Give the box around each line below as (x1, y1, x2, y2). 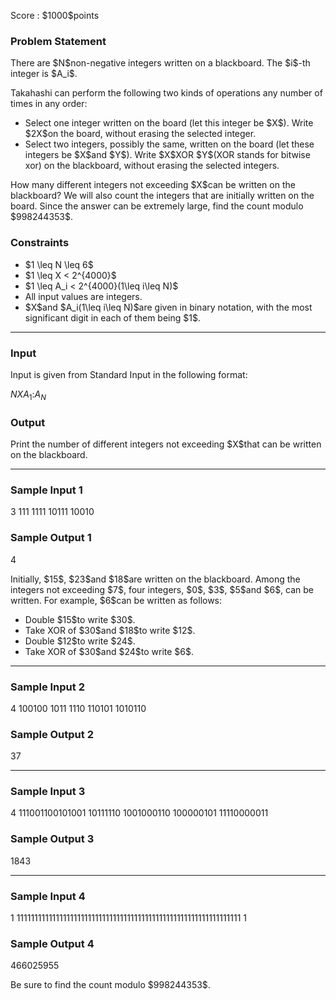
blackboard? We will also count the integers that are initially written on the (10, 190, 315, 202)
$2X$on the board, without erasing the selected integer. (24, 128, 257, 140)
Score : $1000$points (10, 10, 100, 21)
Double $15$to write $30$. (24, 613, 136, 625)
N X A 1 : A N (10, 388, 47, 402)
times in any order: (10, 98, 88, 110)
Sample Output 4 (10, 936, 95, 950)
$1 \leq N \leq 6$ (24, 258, 94, 270)
